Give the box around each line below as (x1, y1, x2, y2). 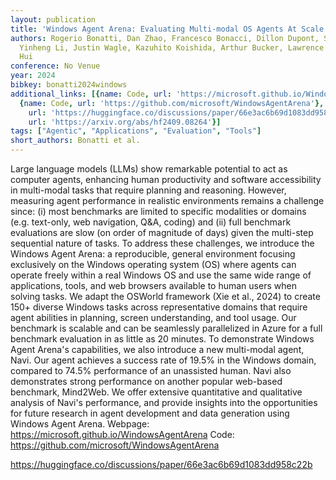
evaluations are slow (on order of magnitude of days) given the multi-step (10, 227, 314, 238)
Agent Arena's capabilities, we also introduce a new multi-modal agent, (10, 344, 305, 355)
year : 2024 (10, 71, 56, 81)
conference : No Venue (10, 61, 101, 71)
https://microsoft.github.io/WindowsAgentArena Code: (10, 429, 235, 440)
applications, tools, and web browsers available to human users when (10, 280, 297, 291)
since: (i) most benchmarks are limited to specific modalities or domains (10, 206, 307, 217)
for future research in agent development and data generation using (10, 407, 290, 419)
